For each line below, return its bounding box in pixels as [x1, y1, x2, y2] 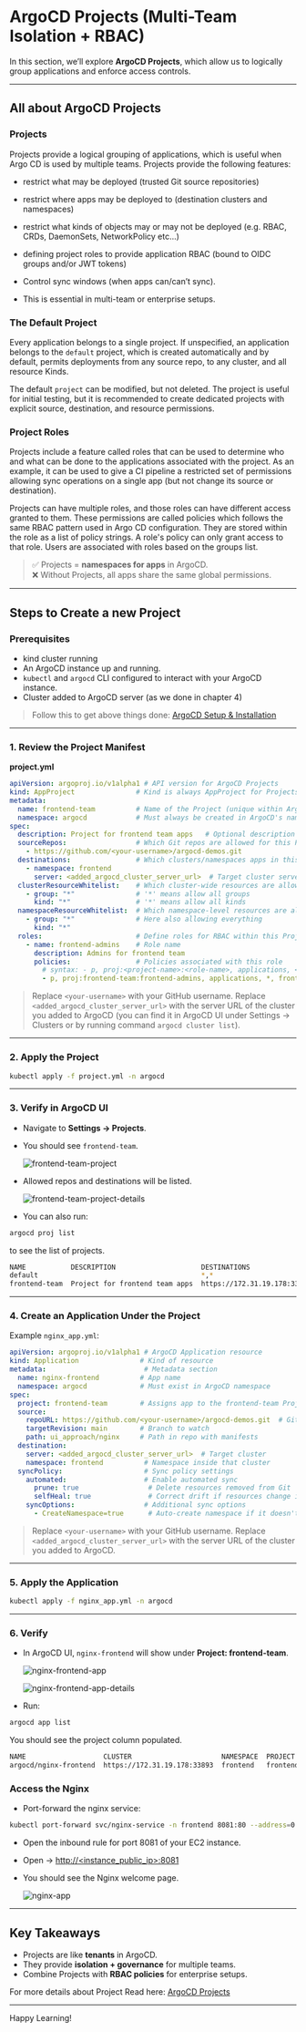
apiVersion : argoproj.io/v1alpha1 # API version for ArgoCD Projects [9, 779, 280, 789]
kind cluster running [22, 653, 98, 664]
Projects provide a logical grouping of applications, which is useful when [9, 149, 282, 160]
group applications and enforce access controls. [9, 66, 191, 77]
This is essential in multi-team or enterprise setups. [22, 294, 216, 304]
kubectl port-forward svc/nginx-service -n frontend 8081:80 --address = [9, 1821, 291, 1830]
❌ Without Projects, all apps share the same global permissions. [31, 570, 271, 581]
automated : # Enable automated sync [25, 1475, 239, 1484]
